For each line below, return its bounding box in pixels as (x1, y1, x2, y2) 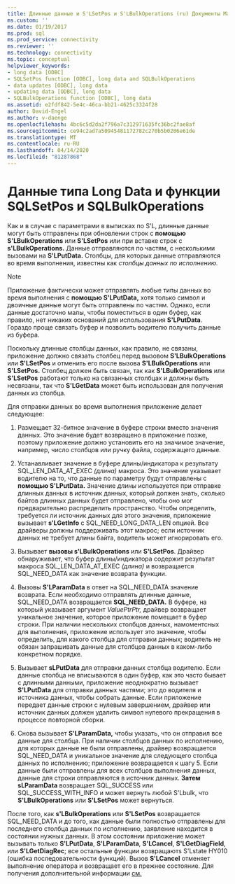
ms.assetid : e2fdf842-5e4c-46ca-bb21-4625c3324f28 (7, 101, 158, 108)
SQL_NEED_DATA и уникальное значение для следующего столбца (17, 751, 218, 759)
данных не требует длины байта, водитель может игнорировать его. (17, 533, 223, 542)
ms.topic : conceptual (7, 56, 71, 63)
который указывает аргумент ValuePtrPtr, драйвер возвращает (17, 605, 206, 613)
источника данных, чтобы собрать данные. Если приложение (17, 693, 201, 701)
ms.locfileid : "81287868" (7, 153, 83, 161)
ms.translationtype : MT (7, 134, 77, 141)
